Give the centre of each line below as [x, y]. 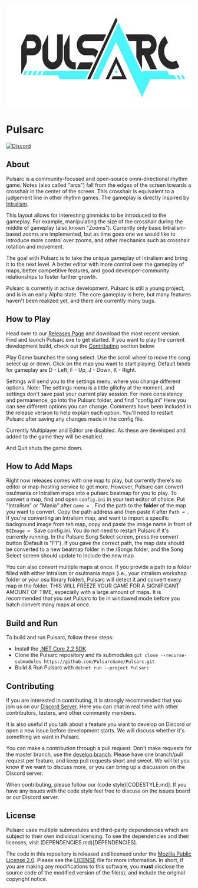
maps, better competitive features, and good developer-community [88, 270]
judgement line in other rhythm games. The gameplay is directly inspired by [98, 197]
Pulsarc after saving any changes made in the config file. [75, 419]
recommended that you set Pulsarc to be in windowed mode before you [93, 598]
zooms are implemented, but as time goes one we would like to [99, 234]
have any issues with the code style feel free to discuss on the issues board [98, 791]
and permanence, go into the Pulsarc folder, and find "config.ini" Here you [96, 400]
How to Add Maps [39, 466]
